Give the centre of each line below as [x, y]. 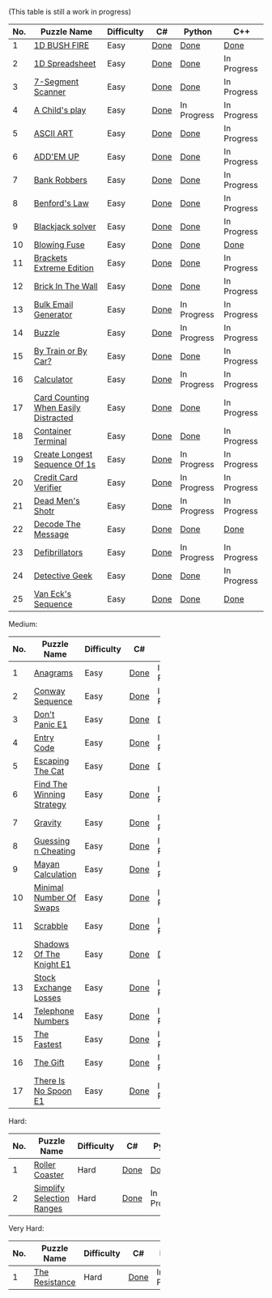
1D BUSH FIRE [62, 45]
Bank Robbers [60, 180]
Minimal [49, 887]
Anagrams [53, 673]
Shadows [51, 944]
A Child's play [60, 110]
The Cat [49, 771]
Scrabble [51, 926]
